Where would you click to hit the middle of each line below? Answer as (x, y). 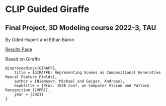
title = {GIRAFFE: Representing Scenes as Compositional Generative (88, 72)
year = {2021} (29, 94)
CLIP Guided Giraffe (47, 9)
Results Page (19, 49)
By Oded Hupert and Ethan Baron (40, 39)
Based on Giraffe (23, 59)
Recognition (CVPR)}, (28, 90)
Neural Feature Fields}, (31, 77)
